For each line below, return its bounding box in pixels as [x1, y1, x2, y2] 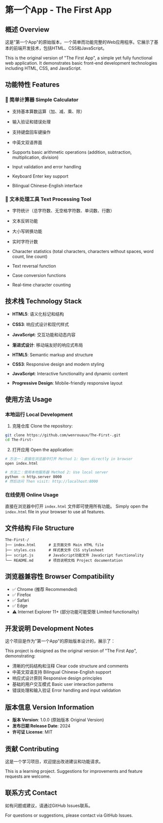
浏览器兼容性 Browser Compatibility [5, 572, 114, 581]
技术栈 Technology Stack [5, 297, 82, 306]
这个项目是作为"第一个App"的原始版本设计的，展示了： [5, 638, 115, 644]
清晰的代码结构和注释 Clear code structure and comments [12, 663, 129, 669]
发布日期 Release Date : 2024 [12, 723, 71, 729]
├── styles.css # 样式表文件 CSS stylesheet [5, 548, 104, 552]
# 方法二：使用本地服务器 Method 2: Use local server [5, 470, 109, 475]
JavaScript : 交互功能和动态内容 [12, 331, 76, 337]
